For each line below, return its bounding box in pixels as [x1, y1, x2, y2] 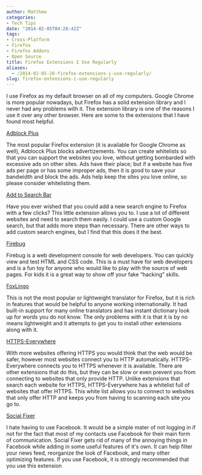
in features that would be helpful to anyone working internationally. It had [6, 301, 188, 308]
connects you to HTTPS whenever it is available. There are [37, 362, 183, 370]
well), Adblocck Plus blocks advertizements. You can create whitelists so [6, 148, 187, 155]
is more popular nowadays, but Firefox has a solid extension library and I [6, 99, 186, 106]
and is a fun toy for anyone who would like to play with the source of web [6, 265, 188, 272]
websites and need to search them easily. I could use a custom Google [6, 216, 182, 223]
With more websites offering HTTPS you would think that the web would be [6, 349, 193, 357]
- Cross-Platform [6, 37, 50, 43]
